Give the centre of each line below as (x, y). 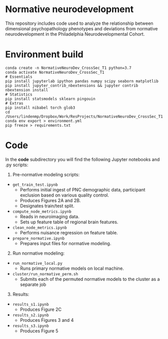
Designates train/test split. (47, 206)
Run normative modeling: (38, 253)
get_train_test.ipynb (35, 185)
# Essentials (19, 77)
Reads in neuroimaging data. (50, 216)
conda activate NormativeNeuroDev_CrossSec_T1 (55, 72)
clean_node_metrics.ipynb (39, 228)
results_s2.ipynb (31, 315)
